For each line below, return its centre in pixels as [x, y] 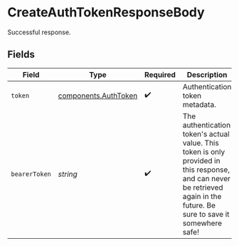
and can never [207, 178]
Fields [21, 55]
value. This [201, 143]
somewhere [202, 223]
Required [160, 74]
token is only [204, 152]
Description [207, 74]
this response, [206, 170]
